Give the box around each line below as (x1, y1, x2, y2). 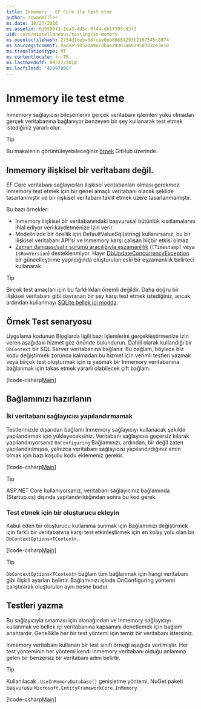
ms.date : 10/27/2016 (6, 20, 59, 26)
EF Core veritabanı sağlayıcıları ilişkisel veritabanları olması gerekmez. (6, 181, 181, 188)
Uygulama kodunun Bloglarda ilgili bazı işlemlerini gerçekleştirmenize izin (6, 332, 189, 340)
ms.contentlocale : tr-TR (6, 54, 69, 60)
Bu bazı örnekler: (6, 206, 49, 213)
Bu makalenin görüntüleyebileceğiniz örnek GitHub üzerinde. (6, 148, 158, 155)
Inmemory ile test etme (6, 91, 125, 105)
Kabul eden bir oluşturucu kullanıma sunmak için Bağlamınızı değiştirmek (6, 522, 188, 529)
